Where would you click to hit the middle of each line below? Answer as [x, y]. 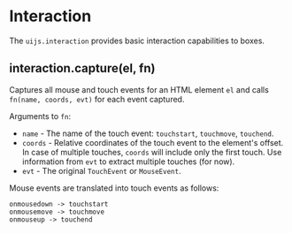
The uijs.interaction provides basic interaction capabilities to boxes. [137, 41]
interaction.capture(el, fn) [82, 68]
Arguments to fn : [40, 116]
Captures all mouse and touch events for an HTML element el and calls [139, 89]
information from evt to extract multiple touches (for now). [128, 162]
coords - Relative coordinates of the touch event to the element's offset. [153, 142]
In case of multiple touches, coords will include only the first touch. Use [152, 152]
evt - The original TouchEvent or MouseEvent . [101, 170]
